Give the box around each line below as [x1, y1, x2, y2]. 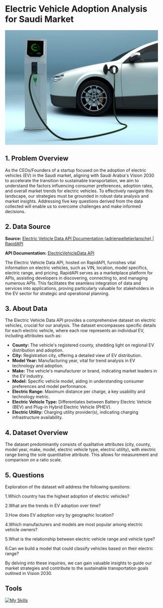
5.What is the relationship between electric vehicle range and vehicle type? [5, 536, 155, 542]
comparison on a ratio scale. [5, 457, 62, 463]
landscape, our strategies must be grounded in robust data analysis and [5, 193, 149, 199]
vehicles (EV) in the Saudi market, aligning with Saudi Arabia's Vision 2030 [5, 172, 154, 178]
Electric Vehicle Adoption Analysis [5, 3, 147, 15]
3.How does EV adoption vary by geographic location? [5, 512, 114, 518]
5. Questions [5, 471, 45, 479]
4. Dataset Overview [5, 428, 68, 437]
